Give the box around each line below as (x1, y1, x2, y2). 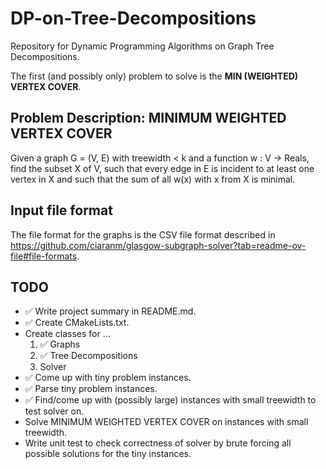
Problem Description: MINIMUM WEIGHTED (10, 110, 287, 127)
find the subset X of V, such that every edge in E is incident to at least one (10, 162, 315, 174)
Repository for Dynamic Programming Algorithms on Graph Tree (10, 40, 275, 52)
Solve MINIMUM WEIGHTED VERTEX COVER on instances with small (24, 416, 309, 428)
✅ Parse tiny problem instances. (24, 383, 158, 395)
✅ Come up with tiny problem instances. (24, 372, 192, 384)
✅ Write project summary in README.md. (24, 305, 197, 317)
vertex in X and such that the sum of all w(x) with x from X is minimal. (10, 173, 296, 185)
